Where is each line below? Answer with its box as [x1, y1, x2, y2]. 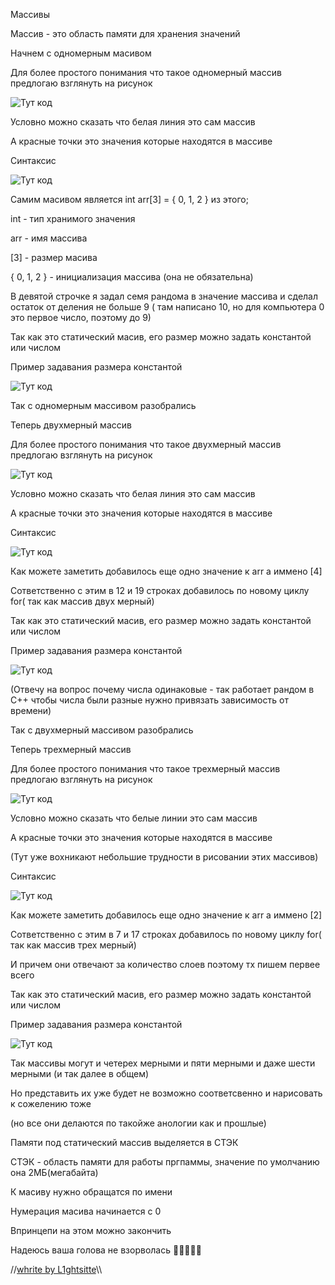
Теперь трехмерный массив [10, 744, 132, 755]
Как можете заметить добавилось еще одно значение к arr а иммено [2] [10, 909, 323, 921]
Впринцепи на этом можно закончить [10, 1225, 172, 1236]
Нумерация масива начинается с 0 [10, 1205, 162, 1217]
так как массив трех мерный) [10, 939, 137, 951]
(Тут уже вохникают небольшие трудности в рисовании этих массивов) [10, 851, 319, 863]
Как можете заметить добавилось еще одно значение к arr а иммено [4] [10, 565, 323, 577]
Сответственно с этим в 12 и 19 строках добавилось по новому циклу [10, 585, 310, 596]
